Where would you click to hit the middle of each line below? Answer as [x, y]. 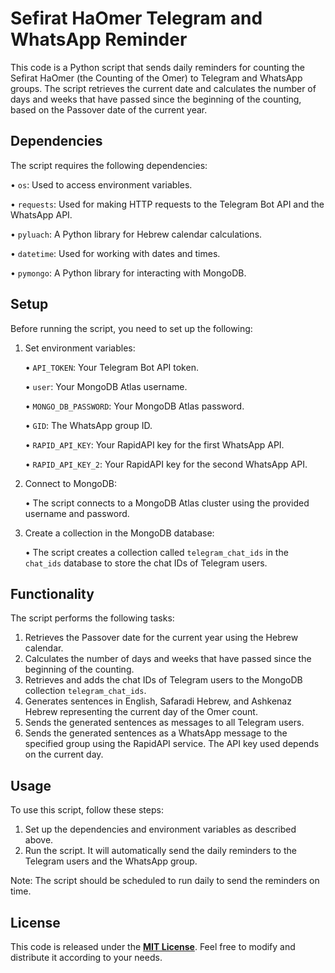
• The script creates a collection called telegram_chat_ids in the [156, 552]
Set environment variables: [80, 348]
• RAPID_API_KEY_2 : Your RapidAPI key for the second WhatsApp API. [166, 464]
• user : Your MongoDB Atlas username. [106, 386]
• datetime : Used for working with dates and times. [115, 253]
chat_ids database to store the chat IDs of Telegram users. [146, 563]
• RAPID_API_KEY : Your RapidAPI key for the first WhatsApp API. [154, 444]
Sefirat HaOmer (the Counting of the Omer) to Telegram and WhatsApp [156, 78]
